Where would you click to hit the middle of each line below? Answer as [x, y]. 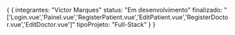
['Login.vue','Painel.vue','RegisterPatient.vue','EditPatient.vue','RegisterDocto [118, 17]
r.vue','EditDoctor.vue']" [41, 24]
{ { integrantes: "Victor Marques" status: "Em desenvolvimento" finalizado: [115, 10]
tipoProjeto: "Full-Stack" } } [116, 24]
